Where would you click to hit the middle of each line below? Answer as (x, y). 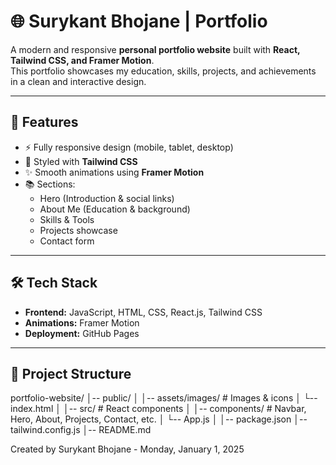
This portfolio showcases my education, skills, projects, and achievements (163, 71)
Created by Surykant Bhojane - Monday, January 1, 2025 (127, 449)
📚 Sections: (50, 184)
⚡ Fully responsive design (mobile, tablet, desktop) (129, 147)
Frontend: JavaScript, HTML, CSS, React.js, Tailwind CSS (143, 312)
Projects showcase (78, 230)
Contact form (67, 241)
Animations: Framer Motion (82, 322)
